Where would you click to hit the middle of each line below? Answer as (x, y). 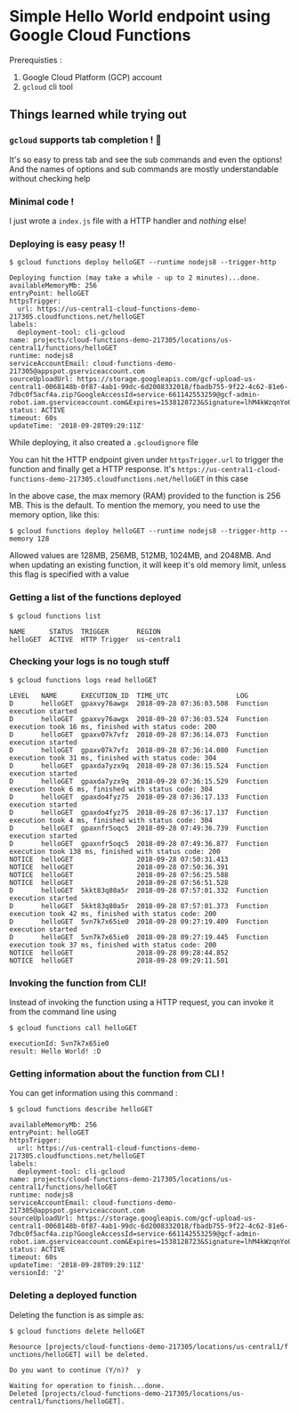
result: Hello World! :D (55, 1052)
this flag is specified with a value (69, 574)
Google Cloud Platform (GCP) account (92, 77)
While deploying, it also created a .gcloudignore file (104, 443)
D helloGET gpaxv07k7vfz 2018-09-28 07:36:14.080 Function (139, 750)
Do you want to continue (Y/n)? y (75, 1370)
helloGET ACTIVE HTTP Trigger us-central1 (95, 639)
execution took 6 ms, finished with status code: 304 (111, 789)
